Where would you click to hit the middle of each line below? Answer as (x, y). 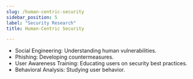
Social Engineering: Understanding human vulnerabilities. (86, 51)
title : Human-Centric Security (45, 28)
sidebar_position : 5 (32, 17)
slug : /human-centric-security (45, 12)
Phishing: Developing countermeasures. (64, 57)
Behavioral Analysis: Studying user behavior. (70, 70)
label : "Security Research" (41, 23)
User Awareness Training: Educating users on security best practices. (101, 63)
